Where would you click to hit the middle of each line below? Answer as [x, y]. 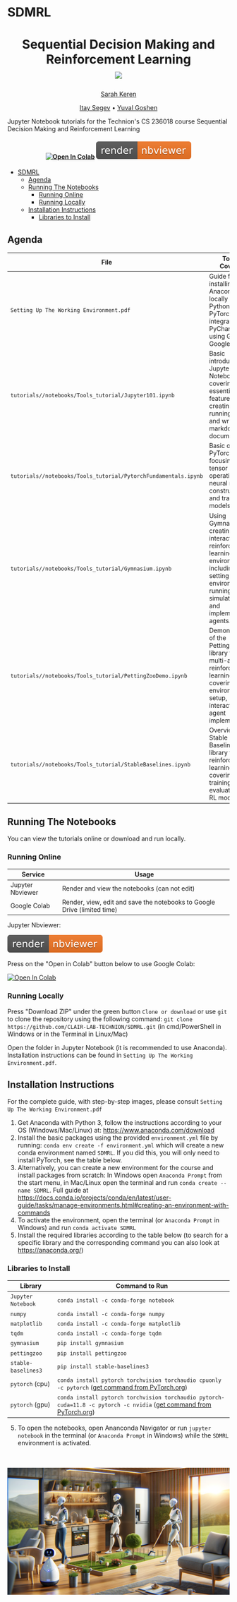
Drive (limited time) [90, 909]
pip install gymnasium [91, 1344]
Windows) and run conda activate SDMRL [77, 1228]
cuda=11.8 [72, 1405]
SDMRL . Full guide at [61, 1191]
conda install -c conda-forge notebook [116, 1300]
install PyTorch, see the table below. [69, 1160]
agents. [220, 620]
